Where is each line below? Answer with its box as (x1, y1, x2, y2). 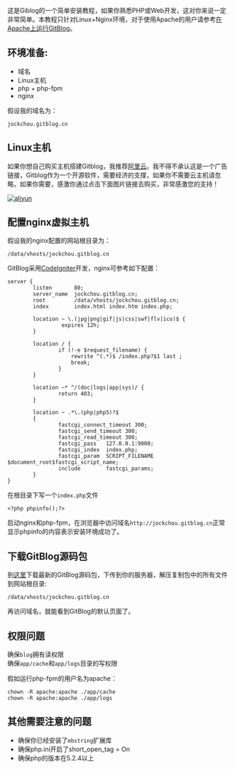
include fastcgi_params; (58, 465, 154, 472)
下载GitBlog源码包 (7, 550, 87, 563)
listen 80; (33, 284, 84, 292)
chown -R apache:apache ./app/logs (7, 695, 113, 702)
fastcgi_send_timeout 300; (58, 428, 138, 435)
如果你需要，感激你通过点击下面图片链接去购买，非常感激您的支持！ (19, 179, 219, 188)
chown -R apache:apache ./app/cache (7, 689, 116, 696)
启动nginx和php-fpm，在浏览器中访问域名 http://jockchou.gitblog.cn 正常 (7, 518, 226, 527)
